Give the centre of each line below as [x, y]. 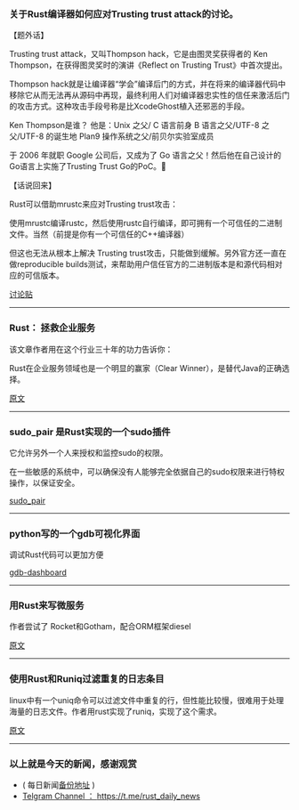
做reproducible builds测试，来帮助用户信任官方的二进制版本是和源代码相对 [146, 264]
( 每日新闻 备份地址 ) [58, 785]
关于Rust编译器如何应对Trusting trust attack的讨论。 [124, 13]
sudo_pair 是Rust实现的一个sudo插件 [90, 432]
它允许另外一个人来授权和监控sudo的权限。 [89, 452]
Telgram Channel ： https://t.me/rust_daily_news [111, 796]
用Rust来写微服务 [47, 605]
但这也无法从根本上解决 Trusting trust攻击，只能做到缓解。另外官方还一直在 [148, 253]
